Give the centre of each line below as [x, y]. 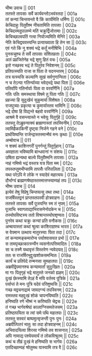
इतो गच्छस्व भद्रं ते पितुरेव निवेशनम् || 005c [40, 65]
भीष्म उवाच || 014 [20, 186]
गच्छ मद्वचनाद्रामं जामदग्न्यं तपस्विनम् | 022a [41, 290]
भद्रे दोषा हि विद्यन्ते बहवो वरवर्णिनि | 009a [39, 112]
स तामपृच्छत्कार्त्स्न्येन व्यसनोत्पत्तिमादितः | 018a [43, 244]
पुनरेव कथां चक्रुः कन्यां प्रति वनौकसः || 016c [41, 221]
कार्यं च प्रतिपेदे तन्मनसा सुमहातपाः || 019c [39, 261]
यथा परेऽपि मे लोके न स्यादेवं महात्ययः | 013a [41, 175]
